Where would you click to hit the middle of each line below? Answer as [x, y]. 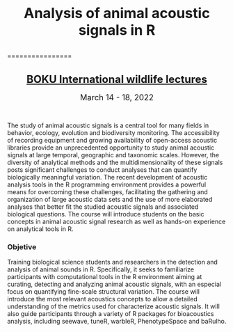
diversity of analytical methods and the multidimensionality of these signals [115, 162]
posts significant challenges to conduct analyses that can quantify [102, 170]
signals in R [117, 30]
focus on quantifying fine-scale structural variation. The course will [104, 292]
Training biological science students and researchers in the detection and [112, 262]
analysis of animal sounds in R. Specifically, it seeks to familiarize [101, 269]
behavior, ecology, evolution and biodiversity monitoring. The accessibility [114, 133]
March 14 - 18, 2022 [117, 97]
